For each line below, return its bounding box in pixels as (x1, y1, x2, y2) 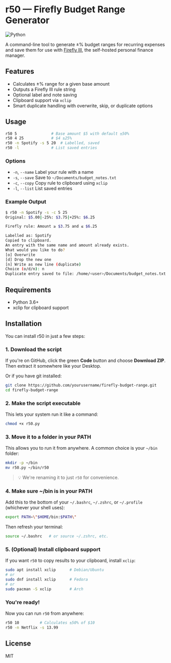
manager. (5, 52, 26, 58)
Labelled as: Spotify (5, 233, 52, 238)
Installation (5, 319, 42, 328)
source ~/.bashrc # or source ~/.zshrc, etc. (5, 534, 109, 539)
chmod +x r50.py (5, 421, 40, 427)
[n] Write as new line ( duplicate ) (5, 262, 81, 267)
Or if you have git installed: (5, 373, 62, 379)
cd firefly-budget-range (5, 387, 58, 393)
